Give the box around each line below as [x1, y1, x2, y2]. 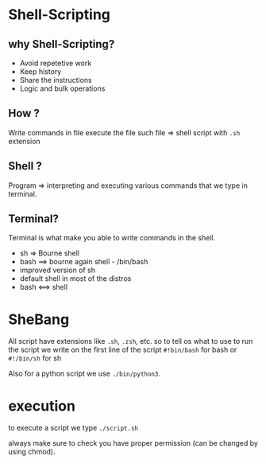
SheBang [8, 310, 70, 328]
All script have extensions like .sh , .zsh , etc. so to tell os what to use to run [8, 337, 253, 346]
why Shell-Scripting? [8, 37, 115, 51]
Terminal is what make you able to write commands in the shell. [8, 233, 216, 243]
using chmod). [8, 447, 56, 457]
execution [8, 396, 75, 415]
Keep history [19, 67, 62, 76]
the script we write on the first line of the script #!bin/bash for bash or [8, 345, 237, 355]
